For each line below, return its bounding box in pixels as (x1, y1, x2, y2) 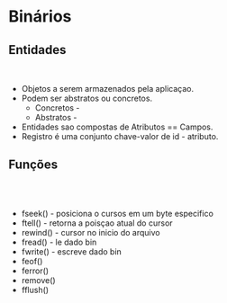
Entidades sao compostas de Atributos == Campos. (21, 121, 213, 132)
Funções (8, 157, 59, 173)
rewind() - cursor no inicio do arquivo (21, 227, 160, 237)
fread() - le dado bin (21, 236, 97, 247)
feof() (21, 255, 43, 266)
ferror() (21, 265, 50, 276)
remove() (21, 274, 56, 285)
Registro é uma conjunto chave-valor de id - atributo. (21, 131, 219, 141)
